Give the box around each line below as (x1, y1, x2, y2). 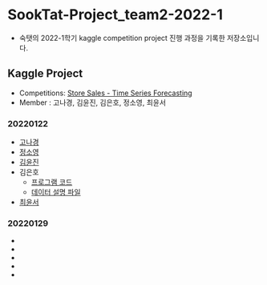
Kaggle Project (7, 66, 83, 81)
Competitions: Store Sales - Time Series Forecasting (18, 88, 193, 98)
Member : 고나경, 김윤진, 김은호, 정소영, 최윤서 (18, 98, 166, 107)
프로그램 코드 (30, 178, 73, 187)
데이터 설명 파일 (30, 187, 81, 197)
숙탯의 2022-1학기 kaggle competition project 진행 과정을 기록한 (18, 33, 225, 42)
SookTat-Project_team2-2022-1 (7, 6, 224, 24)
